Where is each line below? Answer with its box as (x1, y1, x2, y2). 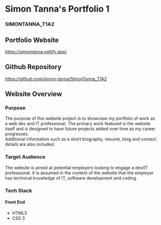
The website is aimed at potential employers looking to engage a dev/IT (5, 165, 148, 170)
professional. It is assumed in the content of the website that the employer (5, 169, 154, 176)
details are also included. (5, 141, 55, 147)
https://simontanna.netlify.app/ (5, 49, 67, 55)
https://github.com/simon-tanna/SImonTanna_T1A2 (5, 75, 107, 81)
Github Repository (5, 63, 62, 71)
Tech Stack (5, 187, 33, 194)
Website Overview (5, 90, 62, 98)
